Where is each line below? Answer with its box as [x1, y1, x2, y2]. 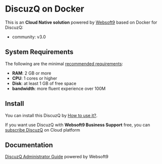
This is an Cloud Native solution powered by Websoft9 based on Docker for [5, 19, 158, 25]
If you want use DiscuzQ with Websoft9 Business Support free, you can [5, 122, 150, 128]
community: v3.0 [12, 34, 46, 40]
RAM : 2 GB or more [12, 70, 51, 76]
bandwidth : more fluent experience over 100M [12, 86, 106, 91]
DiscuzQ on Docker [5, 3, 84, 15]
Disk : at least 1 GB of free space [12, 80, 77, 86]
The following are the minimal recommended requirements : [5, 60, 123, 66]
